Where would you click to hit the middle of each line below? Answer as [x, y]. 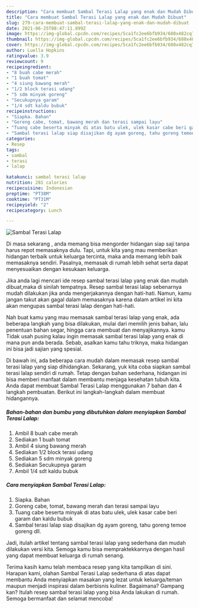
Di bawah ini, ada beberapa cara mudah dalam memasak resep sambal [93, 361]
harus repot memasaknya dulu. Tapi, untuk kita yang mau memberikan [92, 250]
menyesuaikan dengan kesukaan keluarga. [58, 269]
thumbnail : [20, 39]
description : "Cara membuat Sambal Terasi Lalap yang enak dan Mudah [94, 12]
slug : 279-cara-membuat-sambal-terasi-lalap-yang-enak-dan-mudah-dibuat [98, 23]
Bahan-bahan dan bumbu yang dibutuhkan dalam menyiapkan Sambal [96, 412]
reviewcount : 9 [25, 61]
